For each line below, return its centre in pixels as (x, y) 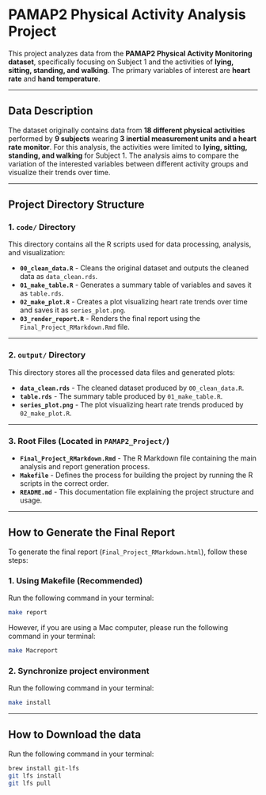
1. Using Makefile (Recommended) (76, 580)
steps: (18, 560)
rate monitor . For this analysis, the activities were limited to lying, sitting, (128, 147)
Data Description (51, 111)
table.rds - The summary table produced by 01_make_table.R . (121, 396)
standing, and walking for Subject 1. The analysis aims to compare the (123, 155)
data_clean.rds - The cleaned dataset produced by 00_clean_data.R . (132, 388)
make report (28, 613)
